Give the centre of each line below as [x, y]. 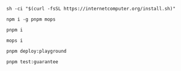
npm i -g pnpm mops [31, 19]
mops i [15, 41]
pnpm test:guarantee [33, 62]
